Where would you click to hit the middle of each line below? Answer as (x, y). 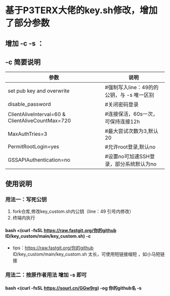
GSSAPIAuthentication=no (39, 160)
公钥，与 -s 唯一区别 (129, 95)
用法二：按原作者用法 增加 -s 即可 (46, 275)
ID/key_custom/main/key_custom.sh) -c (48, 236)
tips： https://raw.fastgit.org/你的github (53, 248)
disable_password (29, 104)
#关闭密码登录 (122, 104)
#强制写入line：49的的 (132, 88)
